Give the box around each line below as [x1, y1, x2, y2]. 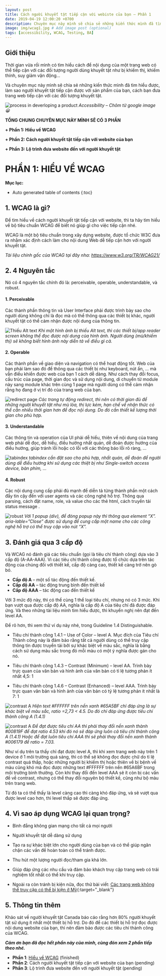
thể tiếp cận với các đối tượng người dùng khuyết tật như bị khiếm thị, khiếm [5, 67, 160, 73]
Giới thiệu [5, 49, 36, 57]
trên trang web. [5, 780, 37, 786]
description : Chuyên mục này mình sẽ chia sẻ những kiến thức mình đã [5, 21, 154, 26]
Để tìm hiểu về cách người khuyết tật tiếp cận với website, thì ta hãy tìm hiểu [5, 217, 160, 223]
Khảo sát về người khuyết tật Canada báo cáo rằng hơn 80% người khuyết [5, 914, 156, 920]
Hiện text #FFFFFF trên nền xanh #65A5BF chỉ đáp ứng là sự [32, 703, 156, 709]
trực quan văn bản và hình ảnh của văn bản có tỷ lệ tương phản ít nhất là [12, 688, 160, 694]
